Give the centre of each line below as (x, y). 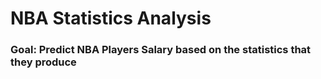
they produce (43, 62)
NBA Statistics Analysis (111, 18)
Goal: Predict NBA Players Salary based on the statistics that (161, 50)
